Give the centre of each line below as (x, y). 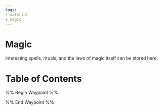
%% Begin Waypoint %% (32, 93)
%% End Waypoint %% (30, 102)
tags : (11, 10)
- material (17, 15)
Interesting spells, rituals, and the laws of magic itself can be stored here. (82, 58)
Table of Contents (44, 78)
